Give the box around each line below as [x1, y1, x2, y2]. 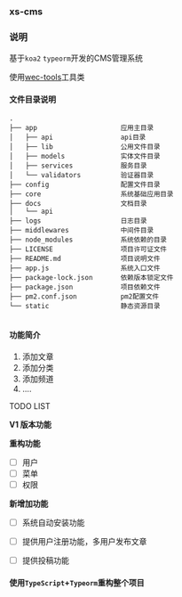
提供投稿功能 [21, 554, 69, 566]
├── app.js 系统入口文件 [9, 264, 161, 273]
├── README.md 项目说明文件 [9, 255, 161, 264]
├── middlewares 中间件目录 [9, 226, 154, 235]
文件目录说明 [9, 94, 56, 104]
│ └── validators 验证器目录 [9, 171, 154, 180]
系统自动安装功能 [21, 517, 85, 527]
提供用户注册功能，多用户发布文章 [21, 536, 147, 546]
